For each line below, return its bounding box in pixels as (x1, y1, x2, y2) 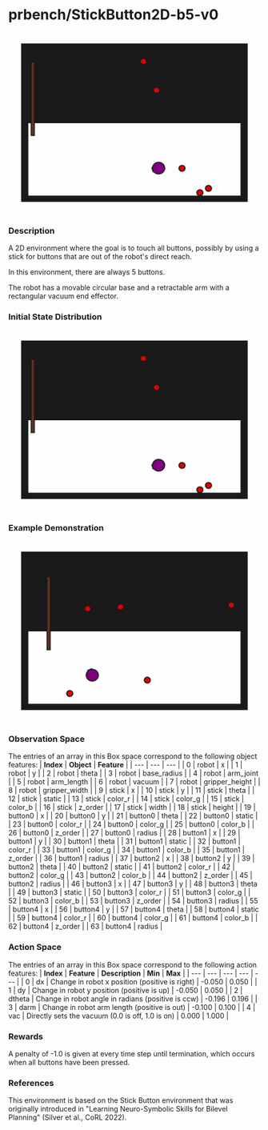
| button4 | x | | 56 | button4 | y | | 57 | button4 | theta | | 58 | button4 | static (8, 904, 260, 914)
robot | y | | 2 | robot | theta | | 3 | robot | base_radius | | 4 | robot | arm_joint (8, 768, 258, 778)
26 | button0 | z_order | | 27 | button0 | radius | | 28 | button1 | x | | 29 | (8, 828, 241, 838)
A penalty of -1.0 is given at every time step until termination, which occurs (8, 1049, 255, 1059)
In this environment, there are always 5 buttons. (8, 267, 166, 277)
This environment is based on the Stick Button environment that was (8, 1096, 234, 1105)
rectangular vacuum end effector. (8, 291, 118, 301)
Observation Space (8, 734, 86, 745)
